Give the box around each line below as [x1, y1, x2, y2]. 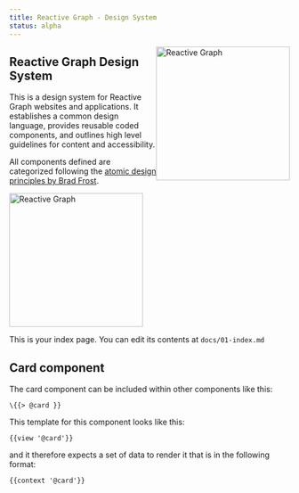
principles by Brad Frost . [9, 176, 100, 186]
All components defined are [9, 157, 111, 168]
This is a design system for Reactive [9, 92, 142, 103]
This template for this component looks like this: [9, 416, 185, 428]
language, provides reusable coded [9, 120, 140, 131]
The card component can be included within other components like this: [9, 384, 273, 395]
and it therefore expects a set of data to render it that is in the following [9, 449, 270, 460]
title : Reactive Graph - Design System [9, 12, 158, 22]
